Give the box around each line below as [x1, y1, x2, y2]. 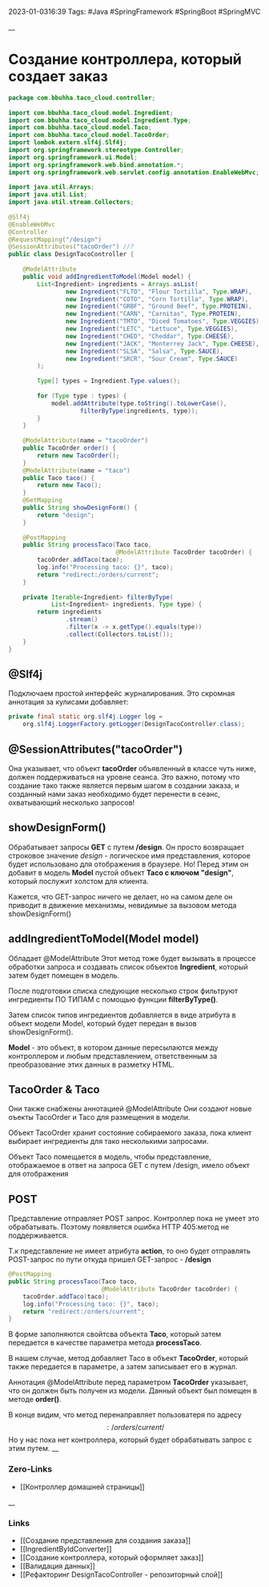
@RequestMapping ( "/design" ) [8, 236, 102, 244]
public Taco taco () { [22, 474, 94, 482]
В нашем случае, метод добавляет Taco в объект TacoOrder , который [8, 1354, 248, 1363]
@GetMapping [22, 496, 62, 504]
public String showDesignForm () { [22, 504, 138, 512]
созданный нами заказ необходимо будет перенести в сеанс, [8, 789, 221, 798]
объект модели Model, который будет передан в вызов [8, 1018, 198, 1028]
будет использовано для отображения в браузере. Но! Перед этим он [8, 859, 249, 869]
